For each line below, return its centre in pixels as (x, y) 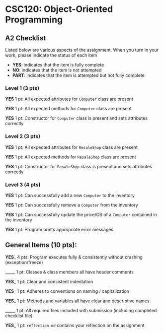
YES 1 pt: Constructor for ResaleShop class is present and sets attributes (79, 166)
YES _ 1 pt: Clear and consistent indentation (49, 281)
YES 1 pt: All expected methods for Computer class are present (68, 109)
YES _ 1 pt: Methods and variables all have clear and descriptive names (78, 301)
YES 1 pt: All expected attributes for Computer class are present (69, 99)
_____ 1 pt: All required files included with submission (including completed (81, 310)
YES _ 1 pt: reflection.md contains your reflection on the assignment (75, 325)
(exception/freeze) (24, 262)
